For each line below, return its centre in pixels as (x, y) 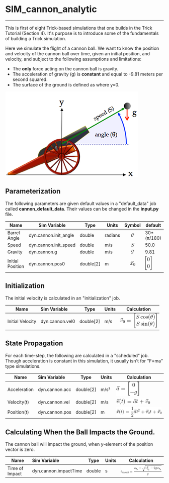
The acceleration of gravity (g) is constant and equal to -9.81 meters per (88, 74)
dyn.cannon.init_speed (52, 245)
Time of (15, 468)
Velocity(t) (18, 402)
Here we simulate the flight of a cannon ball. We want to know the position (82, 48)
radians (113, 235)
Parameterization (33, 191)
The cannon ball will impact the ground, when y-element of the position (79, 444)
